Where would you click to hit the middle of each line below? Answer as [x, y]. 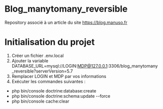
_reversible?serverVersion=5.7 [42, 71]
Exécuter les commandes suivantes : [49, 81]
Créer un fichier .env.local [38, 55]
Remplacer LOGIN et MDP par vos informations [59, 76]
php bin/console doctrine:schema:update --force [61, 96]
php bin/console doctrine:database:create [54, 91]
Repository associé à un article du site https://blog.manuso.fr [66, 22]
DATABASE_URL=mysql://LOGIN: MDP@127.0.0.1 [60, 66]
